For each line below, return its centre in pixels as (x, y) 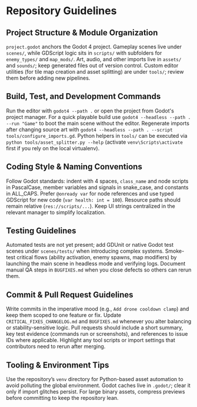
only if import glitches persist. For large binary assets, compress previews (96, 392)
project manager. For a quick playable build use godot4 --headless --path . (98, 117)
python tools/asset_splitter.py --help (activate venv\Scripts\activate (95, 142)
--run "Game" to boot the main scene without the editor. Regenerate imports (98, 123)
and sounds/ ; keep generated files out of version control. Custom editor (92, 65)
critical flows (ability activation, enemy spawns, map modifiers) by (97, 257)
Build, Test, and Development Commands (84, 96)
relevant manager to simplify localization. (56, 212)
